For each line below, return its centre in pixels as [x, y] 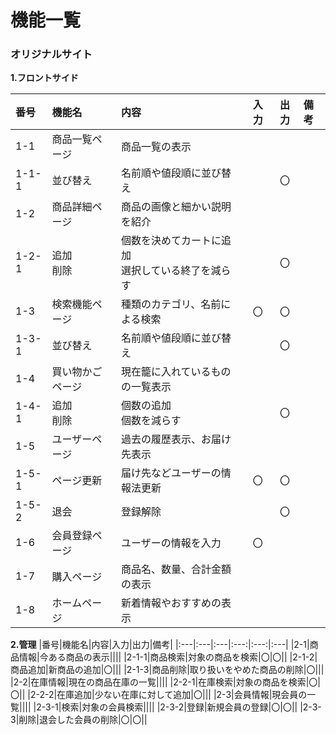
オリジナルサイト [51, 54]
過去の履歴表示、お [166, 439]
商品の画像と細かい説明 [176, 207]
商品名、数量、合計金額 [176, 569]
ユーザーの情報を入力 [171, 543]
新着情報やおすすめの [171, 603]
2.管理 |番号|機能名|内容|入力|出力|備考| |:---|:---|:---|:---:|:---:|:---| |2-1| [160, 645]
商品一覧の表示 [156, 147]
